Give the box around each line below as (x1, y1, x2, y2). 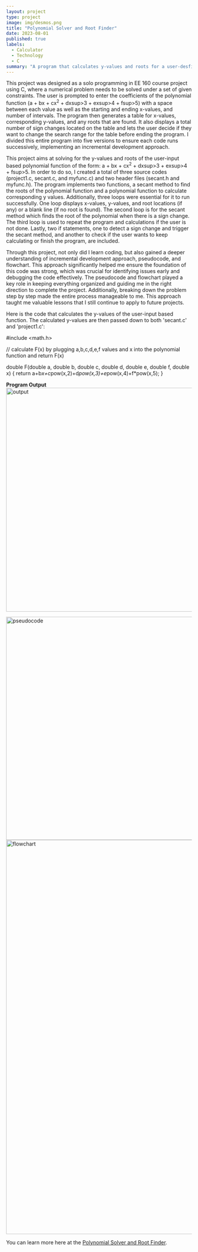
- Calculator (11, 47, 44, 53)
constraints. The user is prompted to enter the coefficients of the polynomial (6, 92, 192, 99)
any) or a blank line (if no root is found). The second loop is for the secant (6, 206, 186, 213)
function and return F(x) (6, 352, 64, 359)
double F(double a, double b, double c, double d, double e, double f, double (6, 363, 190, 371)
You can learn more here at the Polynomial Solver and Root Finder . (6, 1238, 167, 1246)
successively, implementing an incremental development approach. (6, 143, 170, 150)
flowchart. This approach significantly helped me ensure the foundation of (6, 261, 187, 268)
